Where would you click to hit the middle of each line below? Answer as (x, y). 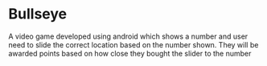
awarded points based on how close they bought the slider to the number (130, 53)
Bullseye (38, 14)
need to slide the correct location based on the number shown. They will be (133, 44)
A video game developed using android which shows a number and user (128, 36)
